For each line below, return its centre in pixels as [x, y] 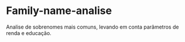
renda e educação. [29, 33]
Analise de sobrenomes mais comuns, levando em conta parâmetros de [92, 27]
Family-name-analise [59, 11]
